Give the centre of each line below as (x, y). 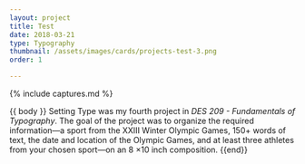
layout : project (40, 18)
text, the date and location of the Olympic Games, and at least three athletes (152, 140)
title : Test (32, 26)
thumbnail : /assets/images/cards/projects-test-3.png (113, 52)
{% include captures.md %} (61, 93)
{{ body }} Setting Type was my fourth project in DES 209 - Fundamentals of (152, 111)
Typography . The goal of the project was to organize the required (132, 121)
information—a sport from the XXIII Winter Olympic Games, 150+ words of (148, 130)
